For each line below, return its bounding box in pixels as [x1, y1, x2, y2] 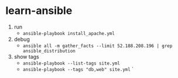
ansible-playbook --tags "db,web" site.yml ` [22, 65, 134, 72]
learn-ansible [5, 4, 73, 17]
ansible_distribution [22, 48, 76, 54]
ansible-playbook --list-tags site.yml [22, 60, 121, 66]
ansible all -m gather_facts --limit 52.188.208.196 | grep [22, 42, 173, 49]
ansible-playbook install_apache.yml [22, 30, 115, 36]
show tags [13, 53, 39, 60]
